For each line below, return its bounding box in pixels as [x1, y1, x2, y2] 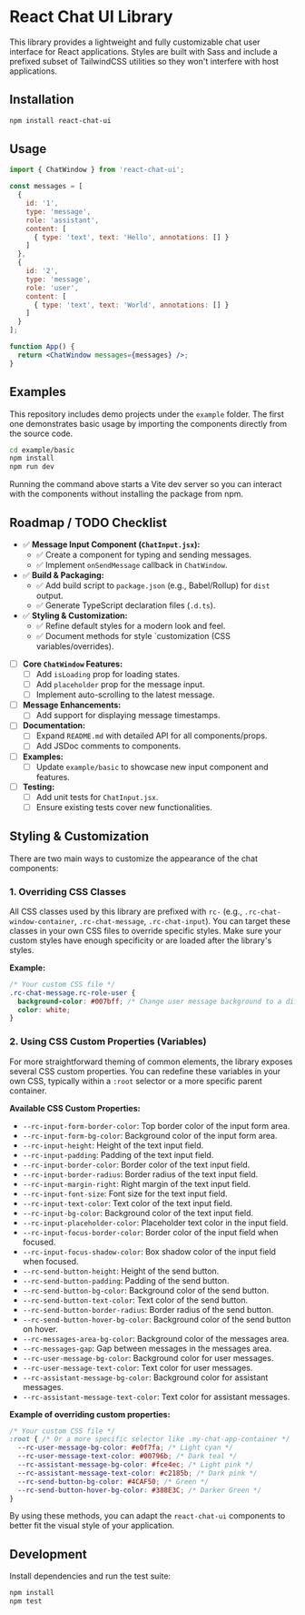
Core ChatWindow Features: [22, 658, 123, 669]
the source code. [9, 428, 74, 439]
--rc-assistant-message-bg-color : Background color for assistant [22, 1372, 269, 1383]
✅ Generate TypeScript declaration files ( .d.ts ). [35, 599, 216, 611]
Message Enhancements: [22, 699, 122, 711]
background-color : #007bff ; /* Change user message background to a [17, 997, 282, 1006]
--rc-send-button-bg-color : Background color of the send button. [22, 1285, 270, 1295]
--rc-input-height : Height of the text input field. [22, 1140, 204, 1151]
